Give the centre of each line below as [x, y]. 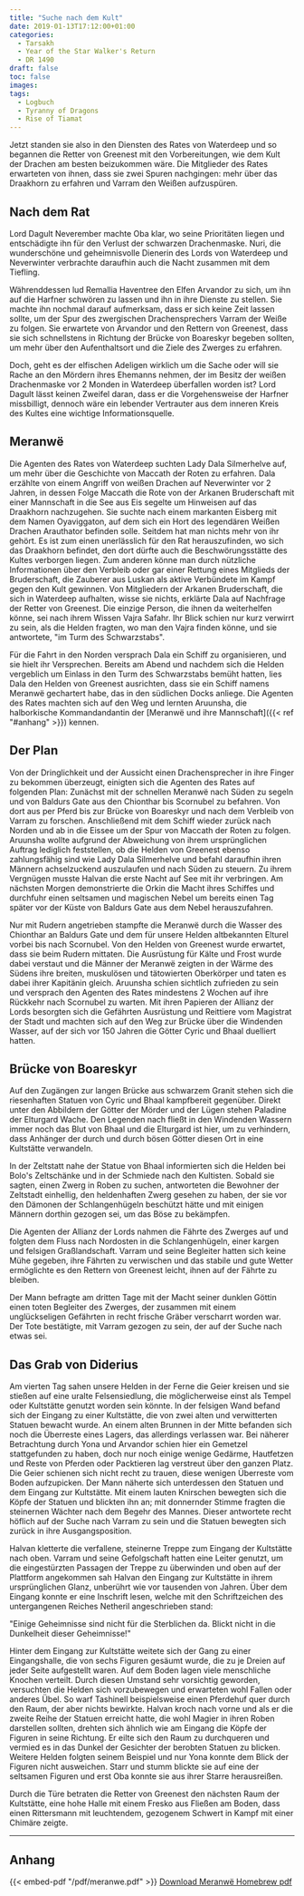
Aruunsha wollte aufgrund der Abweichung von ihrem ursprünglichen [138, 840]
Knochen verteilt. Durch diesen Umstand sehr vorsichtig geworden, [135, 1680]
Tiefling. [25, 272]
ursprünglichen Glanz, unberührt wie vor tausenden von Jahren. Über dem [148, 1587]
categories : [32, 34]
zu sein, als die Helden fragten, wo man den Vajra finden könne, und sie [143, 627]
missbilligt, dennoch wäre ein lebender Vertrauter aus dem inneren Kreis [144, 404]
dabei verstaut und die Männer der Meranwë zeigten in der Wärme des [142, 963]
